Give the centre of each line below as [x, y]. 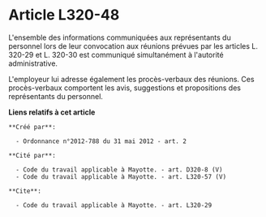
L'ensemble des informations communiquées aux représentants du [120, 37]
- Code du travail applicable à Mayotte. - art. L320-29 [114, 205]
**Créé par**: [32, 127]
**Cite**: [25, 191]
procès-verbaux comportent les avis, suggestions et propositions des [125, 88]
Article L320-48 [64, 15]
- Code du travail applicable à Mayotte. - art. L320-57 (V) [121, 176]
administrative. [33, 63]
